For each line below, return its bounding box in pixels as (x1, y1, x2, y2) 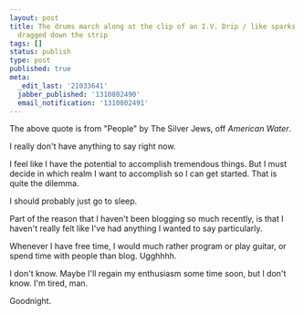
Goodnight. (9, 296, 52, 307)
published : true (9, 65, 71, 74)
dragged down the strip (17, 30, 108, 39)
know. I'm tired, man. (9, 278, 89, 289)
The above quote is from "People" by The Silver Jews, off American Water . (9, 123, 292, 134)
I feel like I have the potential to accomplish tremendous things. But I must (9, 159, 288, 170)
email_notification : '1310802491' (17, 98, 149, 108)
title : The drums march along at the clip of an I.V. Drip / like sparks (9, 22, 297, 31)
